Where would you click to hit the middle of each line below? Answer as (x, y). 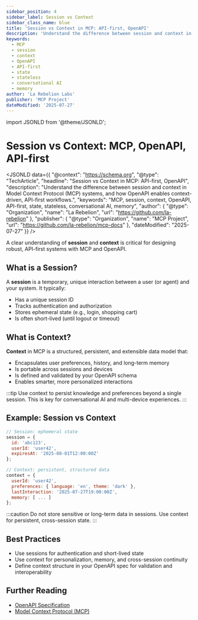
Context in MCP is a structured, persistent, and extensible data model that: (97, 351)
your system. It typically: (36, 288)
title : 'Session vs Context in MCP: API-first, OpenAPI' (78, 28)
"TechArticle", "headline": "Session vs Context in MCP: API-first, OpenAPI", (98, 181)
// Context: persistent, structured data (58, 470)
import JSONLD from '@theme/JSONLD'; (56, 122)
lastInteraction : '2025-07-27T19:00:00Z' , (64, 492)
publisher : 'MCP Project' (38, 99)
